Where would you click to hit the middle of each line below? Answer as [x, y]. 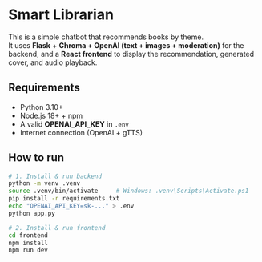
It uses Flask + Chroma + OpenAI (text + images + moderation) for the [126, 45]
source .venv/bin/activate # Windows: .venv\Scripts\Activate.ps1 [129, 191]
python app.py [32, 213]
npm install [28, 243]
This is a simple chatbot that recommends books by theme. [106, 37]
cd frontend [28, 235]
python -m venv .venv [44, 183]
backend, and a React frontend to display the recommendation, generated [131, 54]
